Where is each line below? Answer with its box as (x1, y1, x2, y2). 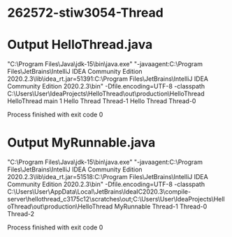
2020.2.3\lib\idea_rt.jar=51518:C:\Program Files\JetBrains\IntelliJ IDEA (7, 173, 208, 181)
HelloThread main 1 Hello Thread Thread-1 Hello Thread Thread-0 (7, 97, 196, 105)
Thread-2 (7, 210, 35, 218)
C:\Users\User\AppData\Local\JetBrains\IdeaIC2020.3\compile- (7, 188, 191, 196)
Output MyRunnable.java (7, 135, 156, 151)
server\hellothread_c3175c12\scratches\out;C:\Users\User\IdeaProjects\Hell (7, 195, 225, 204)
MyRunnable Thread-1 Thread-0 (114, 202, 208, 211)
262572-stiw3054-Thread (7, 5, 164, 21)
